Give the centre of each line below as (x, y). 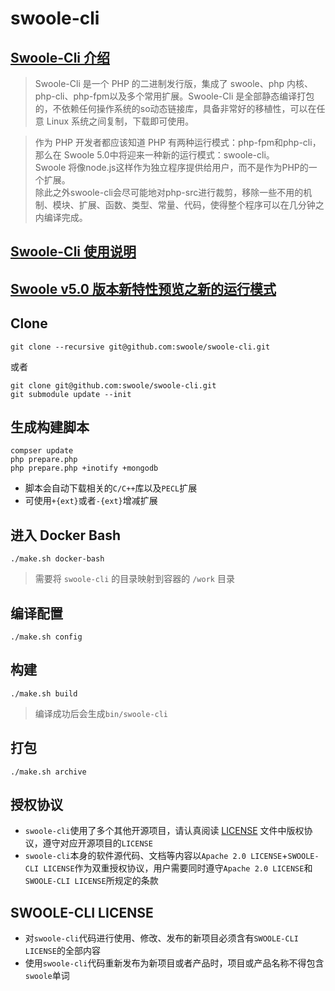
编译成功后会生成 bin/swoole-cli (101, 713)
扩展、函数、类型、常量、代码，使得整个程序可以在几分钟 (197, 205)
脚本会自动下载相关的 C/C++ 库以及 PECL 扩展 (111, 488)
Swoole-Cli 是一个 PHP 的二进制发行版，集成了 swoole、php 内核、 (174, 83)
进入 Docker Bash (66, 535)
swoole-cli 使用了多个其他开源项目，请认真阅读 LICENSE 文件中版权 (164, 831)
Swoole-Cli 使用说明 (73, 252)
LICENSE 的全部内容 (62, 951)
